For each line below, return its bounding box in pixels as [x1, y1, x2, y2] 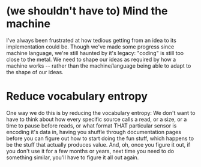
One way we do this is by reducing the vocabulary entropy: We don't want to [6, 109, 196, 116]
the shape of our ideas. [6, 68, 64, 75]
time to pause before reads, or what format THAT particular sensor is [6, 122, 177, 129]
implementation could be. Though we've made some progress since [6, 43, 175, 50]
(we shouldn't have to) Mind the [6, 4, 168, 18]
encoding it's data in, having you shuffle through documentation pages [6, 128, 182, 135]
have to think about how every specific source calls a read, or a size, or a [6, 116, 187, 123]
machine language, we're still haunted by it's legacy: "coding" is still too [6, 49, 184, 56]
